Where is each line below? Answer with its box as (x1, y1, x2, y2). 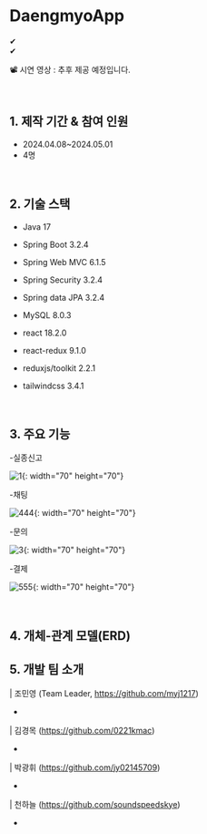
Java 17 (22, 221, 52, 232)
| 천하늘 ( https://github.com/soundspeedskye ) (9, 798, 181, 809)
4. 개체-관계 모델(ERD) (9, 628, 132, 644)
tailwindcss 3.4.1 (22, 380, 84, 391)
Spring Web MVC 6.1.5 (22, 256, 106, 267)
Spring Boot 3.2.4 (22, 239, 89, 250)
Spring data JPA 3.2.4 (22, 292, 105, 303)
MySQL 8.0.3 (22, 309, 72, 320)
